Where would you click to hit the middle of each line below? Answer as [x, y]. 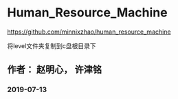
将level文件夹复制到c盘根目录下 [52, 45]
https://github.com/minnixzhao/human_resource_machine [89, 32]
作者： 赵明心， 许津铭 [54, 70]
